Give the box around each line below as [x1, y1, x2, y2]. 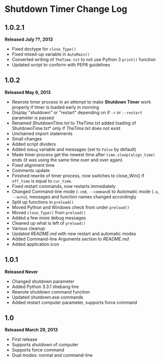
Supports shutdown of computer [11, 342, 79, 348]
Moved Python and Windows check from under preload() [11, 204, 130, 210]
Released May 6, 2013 [4, 89, 51, 95]
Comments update [11, 167, 50, 173]
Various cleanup [11, 225, 46, 231]
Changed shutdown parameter [11, 278, 75, 284]
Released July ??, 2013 [4, 36, 53, 42]
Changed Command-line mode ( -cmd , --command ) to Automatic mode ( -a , [11, 188, 160, 194]
